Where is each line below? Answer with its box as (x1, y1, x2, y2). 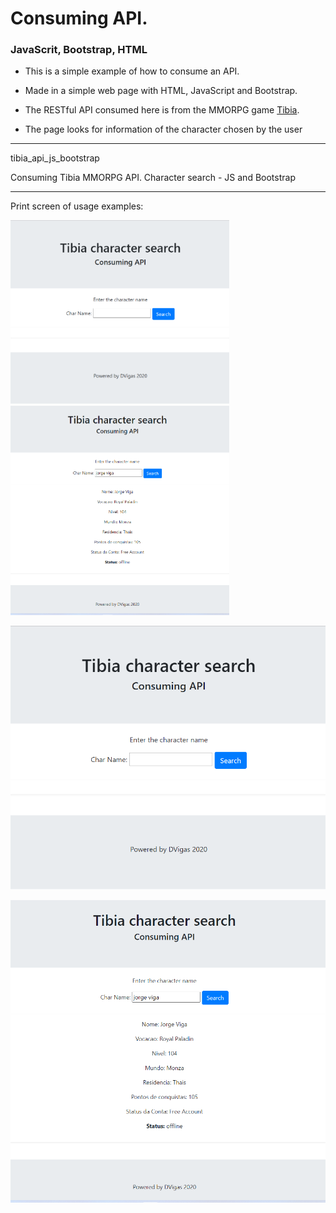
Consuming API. (10, 7, 148, 30)
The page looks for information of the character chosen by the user (24, 123, 303, 136)
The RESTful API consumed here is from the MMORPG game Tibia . (24, 104, 300, 116)
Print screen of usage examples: (10, 200, 144, 212)
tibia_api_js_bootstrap (10, 152, 100, 164)
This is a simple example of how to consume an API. (24, 65, 240, 77)
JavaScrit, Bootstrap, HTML (10, 43, 148, 57)
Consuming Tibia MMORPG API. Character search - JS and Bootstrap (10, 172, 296, 184)
